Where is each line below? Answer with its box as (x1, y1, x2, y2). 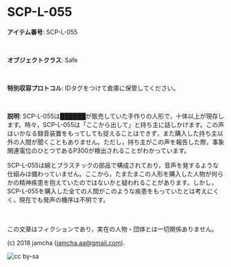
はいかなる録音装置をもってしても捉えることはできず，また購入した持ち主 (7, 129, 218, 137)
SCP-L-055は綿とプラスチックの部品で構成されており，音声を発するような (7, 161, 219, 169)
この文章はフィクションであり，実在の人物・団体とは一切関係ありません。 (7, 225, 219, 233)
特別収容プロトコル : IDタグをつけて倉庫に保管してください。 (7, 83, 179, 92)
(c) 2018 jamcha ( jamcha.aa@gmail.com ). (7, 239, 125, 247)
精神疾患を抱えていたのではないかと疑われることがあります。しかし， (19, 178, 218, 186)
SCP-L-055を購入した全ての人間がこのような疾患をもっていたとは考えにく (7, 187, 219, 195)
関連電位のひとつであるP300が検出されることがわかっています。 (7, 146, 191, 155)
